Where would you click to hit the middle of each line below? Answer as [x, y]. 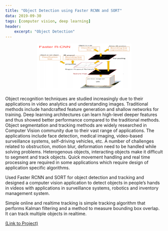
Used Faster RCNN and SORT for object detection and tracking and [75, 177]
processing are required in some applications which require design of [77, 162]
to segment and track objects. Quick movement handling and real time [78, 157]
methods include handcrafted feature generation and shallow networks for [82, 109]
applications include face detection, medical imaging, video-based [74, 136]
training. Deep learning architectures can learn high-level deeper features [81, 114]
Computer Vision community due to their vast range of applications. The [80, 130]
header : [13, 26]
